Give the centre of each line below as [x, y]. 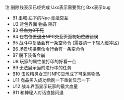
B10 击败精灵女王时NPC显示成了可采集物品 [56, 74]
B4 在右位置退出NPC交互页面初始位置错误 [55, 37]
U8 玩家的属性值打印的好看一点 [44, 61]
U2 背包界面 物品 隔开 [34, 24]
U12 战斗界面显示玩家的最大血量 [45, 86]
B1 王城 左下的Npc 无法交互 [40, 18]
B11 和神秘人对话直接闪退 [38, 93]
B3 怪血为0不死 [28, 30]
